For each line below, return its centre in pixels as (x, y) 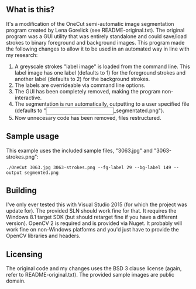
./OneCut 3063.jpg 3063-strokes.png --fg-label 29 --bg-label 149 (89, 167)
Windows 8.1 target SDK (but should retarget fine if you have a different (92, 217)
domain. (16, 281)
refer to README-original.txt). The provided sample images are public (90, 275)
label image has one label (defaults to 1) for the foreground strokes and (100, 72)
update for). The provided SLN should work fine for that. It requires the (91, 211)
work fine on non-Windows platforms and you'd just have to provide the (93, 230)
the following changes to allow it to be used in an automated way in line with (98, 49)
